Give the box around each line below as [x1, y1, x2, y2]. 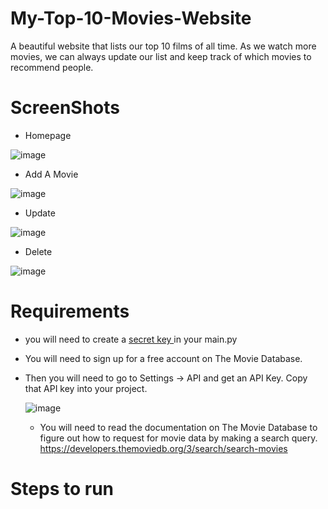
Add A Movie [24, 168, 79, 180]
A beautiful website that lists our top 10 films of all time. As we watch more [10, 40, 317, 52]
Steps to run [10, 478, 115, 500]
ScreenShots [10, 97, 120, 119]
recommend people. [10, 61, 94, 73]
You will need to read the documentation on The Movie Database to [39, 421, 318, 433]
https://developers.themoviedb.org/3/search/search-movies [39, 442, 288, 454]
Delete [24, 245, 53, 257]
